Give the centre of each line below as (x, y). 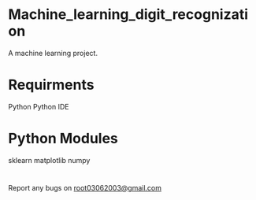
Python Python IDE (39, 106)
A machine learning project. (53, 53)
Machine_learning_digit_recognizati (128, 15)
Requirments (51, 85)
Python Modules (63, 139)
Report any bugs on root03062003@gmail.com (85, 188)
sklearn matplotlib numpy (49, 160)
